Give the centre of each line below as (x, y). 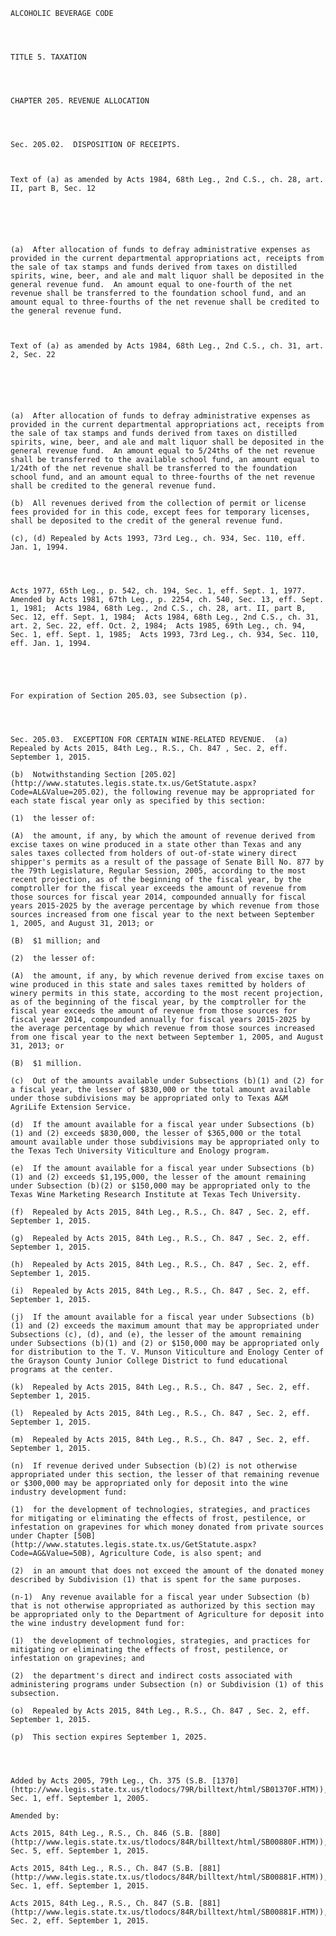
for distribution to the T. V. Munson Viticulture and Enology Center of (167, 1352)
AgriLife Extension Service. (71, 1107)
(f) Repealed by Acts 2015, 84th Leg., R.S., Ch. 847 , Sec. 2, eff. (160, 1212)
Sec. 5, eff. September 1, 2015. (80, 1851)
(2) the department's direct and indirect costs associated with (151, 1676)
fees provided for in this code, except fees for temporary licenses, (160, 512)
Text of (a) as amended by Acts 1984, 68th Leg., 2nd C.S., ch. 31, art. (167, 346)
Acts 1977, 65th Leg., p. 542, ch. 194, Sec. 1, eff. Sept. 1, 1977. (158, 591)
